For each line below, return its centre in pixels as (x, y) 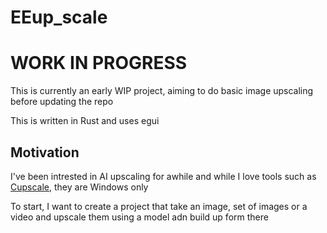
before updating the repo (62, 102)
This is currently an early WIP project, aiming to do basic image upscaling (162, 91)
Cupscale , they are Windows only (79, 187)
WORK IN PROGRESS (99, 63)
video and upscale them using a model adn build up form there (139, 217)
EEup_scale (59, 17)
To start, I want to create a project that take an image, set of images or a (159, 206)
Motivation (45, 152)
